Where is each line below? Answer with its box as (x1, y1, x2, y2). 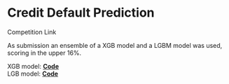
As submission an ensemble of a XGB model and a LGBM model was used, (7, 41, 223, 49)
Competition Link (7, 28, 57, 36)
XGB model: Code (7, 62, 60, 70)
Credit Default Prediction (7, 5, 155, 21)
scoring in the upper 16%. (7, 49, 82, 57)
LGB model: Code (7, 69, 58, 78)
